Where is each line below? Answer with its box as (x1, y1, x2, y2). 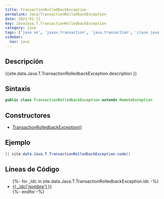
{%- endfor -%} (12, 189, 45, 195)
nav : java (9, 39, 29, 44)
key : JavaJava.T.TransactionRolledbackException (5, 21, 107, 26)
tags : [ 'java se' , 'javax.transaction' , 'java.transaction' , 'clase (5, 30, 148, 35)
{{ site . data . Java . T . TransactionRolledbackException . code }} (5, 151, 131, 156)
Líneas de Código (5, 165, 60, 173)
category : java (5, 26, 36, 30)
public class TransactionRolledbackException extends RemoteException (5, 98, 153, 103)
